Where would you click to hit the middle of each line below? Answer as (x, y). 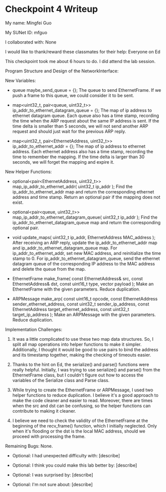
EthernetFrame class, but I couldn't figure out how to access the (78, 375)
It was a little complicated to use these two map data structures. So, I (83, 339)
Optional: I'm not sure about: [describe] (53, 484)
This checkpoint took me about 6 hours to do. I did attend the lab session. (81, 61)
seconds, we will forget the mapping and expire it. (63, 162)
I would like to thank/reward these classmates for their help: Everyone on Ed (83, 52)
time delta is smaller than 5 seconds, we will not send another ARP (80, 126)
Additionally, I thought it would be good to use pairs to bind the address (85, 349)
